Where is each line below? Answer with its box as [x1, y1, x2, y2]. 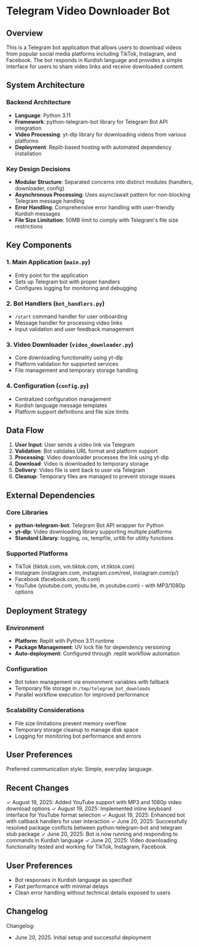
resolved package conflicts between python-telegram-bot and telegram [6, 824, 183, 832]
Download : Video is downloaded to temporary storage [14, 460, 149, 468]
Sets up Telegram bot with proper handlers [14, 278, 120, 285]
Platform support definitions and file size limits [14, 408, 129, 415]
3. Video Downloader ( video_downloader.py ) [6, 340, 134, 349]
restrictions [14, 222, 43, 230]
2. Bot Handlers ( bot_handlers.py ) [6, 299, 105, 307]
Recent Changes [6, 783, 70, 793]
